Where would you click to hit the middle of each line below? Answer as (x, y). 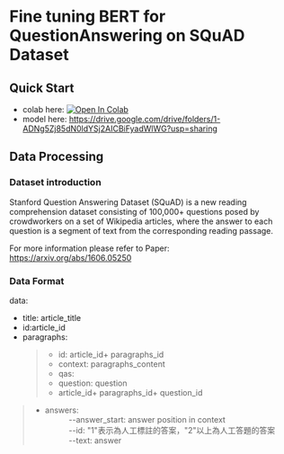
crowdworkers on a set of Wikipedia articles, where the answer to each (141, 221)
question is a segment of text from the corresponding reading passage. (142, 230)
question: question (93, 383)
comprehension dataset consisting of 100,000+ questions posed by (134, 211)
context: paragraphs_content (111, 364)
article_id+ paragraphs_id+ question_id (130, 392)
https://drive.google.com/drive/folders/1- (145, 119)
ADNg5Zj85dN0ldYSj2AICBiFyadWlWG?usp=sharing (120, 129)
